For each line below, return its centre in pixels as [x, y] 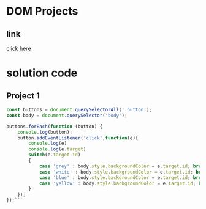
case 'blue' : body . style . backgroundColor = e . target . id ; [115, 178]
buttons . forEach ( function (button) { [55, 127]
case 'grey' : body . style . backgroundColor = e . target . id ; [115, 166]
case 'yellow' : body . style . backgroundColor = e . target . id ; [117, 183]
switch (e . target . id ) [55, 155]
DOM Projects [42, 11]
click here [19, 48]
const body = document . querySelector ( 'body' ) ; [67, 115]
